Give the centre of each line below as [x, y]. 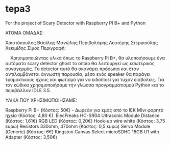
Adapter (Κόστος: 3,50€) [31, 137]
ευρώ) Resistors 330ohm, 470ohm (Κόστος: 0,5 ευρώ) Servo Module [78, 126]
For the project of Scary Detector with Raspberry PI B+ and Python [76, 23]
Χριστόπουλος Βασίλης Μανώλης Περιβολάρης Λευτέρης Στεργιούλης [82, 42]
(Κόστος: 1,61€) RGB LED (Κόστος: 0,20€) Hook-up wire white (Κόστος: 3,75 [85, 121]
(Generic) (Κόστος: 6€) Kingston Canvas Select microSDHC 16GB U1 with [82, 132]
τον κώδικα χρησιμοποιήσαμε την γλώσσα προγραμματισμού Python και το [85, 85]
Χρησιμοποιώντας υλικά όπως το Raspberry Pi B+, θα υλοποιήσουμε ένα [88, 58]
